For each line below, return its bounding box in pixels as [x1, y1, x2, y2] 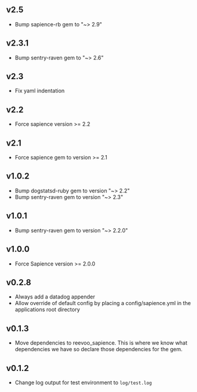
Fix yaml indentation [14, 87, 65, 95]
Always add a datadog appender [14, 293, 96, 300]
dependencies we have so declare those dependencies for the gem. [14, 346, 183, 353]
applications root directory [14, 306, 81, 313]
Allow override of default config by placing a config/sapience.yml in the [14, 300, 191, 307]
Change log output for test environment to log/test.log [14, 379, 152, 386]
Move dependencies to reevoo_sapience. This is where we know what [14, 339, 188, 346]
